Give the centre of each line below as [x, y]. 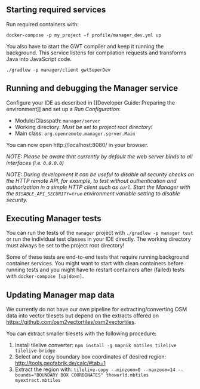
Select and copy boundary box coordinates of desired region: [90, 357]
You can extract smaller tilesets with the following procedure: [81, 333]
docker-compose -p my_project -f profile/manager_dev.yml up [84, 35]
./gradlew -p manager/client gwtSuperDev [59, 70]
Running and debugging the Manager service [92, 88]
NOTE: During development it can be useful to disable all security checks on [100, 174]
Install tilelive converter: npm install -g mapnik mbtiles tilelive [96, 345]
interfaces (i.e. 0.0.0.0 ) [35, 163]
